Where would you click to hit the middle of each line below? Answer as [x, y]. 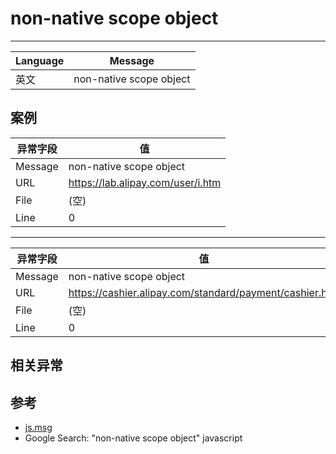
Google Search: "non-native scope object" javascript [133, 438]
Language [40, 60]
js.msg [38, 427]
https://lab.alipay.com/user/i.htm [145, 182]
